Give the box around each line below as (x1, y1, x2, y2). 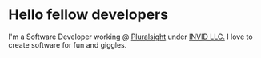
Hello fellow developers (8, 6, 169, 24)
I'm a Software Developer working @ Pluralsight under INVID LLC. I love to (8, 32, 254, 41)
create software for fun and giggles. (8, 40, 127, 49)
